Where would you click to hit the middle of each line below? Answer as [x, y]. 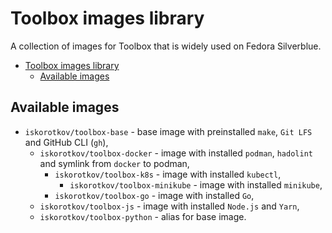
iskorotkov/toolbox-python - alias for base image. [143, 216]
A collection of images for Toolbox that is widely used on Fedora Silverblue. [166, 46]
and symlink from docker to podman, [114, 163]
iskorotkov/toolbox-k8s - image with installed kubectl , [168, 174]
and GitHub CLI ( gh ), [66, 142]
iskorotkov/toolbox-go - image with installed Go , [154, 195]
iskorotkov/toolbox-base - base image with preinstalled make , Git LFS [168, 131]
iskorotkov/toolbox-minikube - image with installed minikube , [196, 184]
